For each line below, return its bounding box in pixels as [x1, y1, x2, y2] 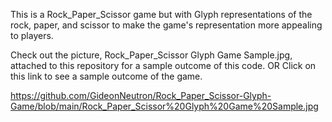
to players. [10, 30, 54, 41]
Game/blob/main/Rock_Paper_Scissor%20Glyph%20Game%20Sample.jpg [10, 100, 319, 112]
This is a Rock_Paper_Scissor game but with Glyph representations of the [10, 9, 313, 20]
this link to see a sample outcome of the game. [10, 70, 203, 82]
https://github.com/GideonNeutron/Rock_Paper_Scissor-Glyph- [10, 90, 272, 101]
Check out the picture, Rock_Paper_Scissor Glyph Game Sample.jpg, [10, 49, 293, 61]
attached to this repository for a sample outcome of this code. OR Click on [10, 60, 317, 71]
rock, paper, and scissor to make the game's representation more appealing [10, 19, 323, 31]
